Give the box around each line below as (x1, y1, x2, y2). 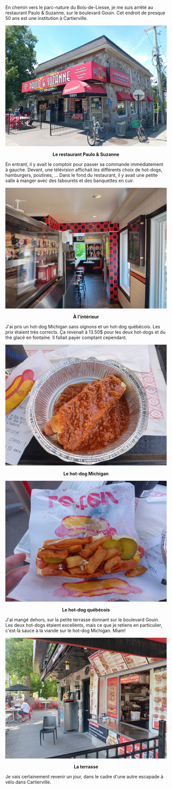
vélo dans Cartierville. (5, 779, 51, 785)
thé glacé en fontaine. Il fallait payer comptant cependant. (5, 334, 127, 341)
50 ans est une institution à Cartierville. (5, 15, 88, 21)
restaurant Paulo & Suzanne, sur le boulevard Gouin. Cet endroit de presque (5, 10, 165, 16)
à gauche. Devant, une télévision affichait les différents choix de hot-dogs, (5, 167, 163, 173)
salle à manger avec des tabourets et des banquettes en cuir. (5, 177, 134, 184)
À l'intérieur (73, 314, 99, 320)
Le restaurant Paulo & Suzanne (53, 151, 119, 157)
